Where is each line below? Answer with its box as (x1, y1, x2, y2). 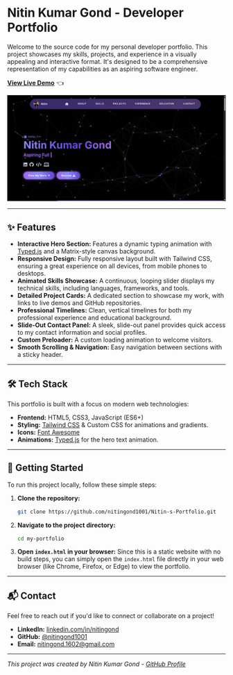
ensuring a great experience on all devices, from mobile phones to (17, 262, 207, 270)
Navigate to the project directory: (17, 521, 116, 529)
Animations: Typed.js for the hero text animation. (17, 435, 159, 444)
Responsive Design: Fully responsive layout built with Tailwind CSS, (17, 255, 213, 263)
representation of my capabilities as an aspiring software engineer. (7, 65, 198, 73)
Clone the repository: (17, 494, 80, 502)
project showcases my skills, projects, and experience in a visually (7, 50, 197, 58)
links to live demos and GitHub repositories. (17, 299, 142, 307)
